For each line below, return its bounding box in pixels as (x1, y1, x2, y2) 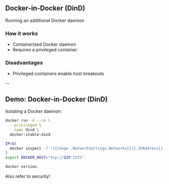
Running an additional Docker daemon (5, 17, 84, 23)
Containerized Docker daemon (12, 41, 76, 47)
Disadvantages (5, 59, 43, 66)
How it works (5, 30, 38, 37)
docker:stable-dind (10, 132, 51, 137)
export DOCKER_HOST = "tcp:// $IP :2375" (5, 155, 84, 160)
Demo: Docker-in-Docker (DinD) (5, 95, 108, 104)
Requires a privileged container (12, 47, 78, 53)
